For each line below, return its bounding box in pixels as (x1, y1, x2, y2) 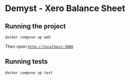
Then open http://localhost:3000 (5, 43, 73, 49)
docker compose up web (5, 35, 51, 40)
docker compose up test (5, 70, 53, 75)
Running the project (5, 22, 66, 30)
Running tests (5, 57, 48, 66)
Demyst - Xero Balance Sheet (5, 3, 126, 14)
